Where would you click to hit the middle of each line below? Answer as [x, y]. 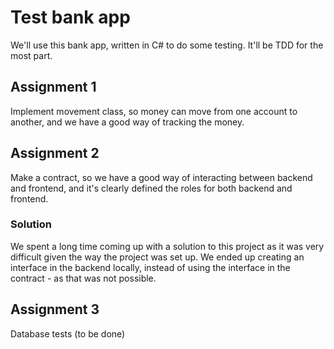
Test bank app [70, 17]
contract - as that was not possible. [83, 278]
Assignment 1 [53, 87]
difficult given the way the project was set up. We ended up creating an [157, 257]
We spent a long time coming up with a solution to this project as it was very [167, 246]
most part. [31, 55]
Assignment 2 [55, 153]
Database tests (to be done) [68, 333]
